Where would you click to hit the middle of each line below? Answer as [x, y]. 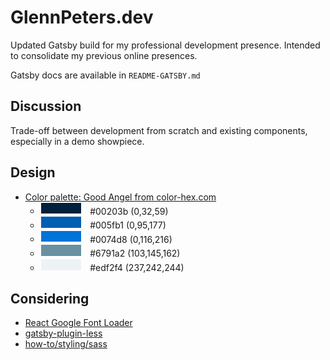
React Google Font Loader [78, 323]
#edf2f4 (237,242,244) [137, 267]
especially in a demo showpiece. [77, 141]
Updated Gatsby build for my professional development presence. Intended [165, 45]
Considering [50, 298]
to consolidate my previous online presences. [104, 55]
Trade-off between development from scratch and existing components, [159, 130]
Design [33, 172]
